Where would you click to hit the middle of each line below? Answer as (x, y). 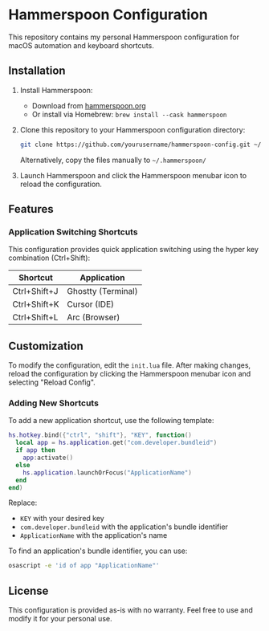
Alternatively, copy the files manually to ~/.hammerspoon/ (113, 160)
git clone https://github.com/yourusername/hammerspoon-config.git (135, 145)
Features (31, 209)
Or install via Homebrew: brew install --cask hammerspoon (129, 114)
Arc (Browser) (94, 317)
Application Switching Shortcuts (73, 232)
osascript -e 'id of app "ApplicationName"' (84, 566)
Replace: (23, 503)
